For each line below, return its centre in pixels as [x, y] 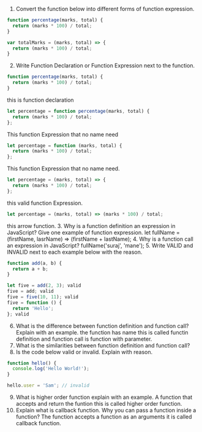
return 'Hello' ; [33, 308]
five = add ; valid [30, 291]
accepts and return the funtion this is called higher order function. [99, 404]
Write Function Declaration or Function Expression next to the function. [105, 66]
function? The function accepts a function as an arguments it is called [104, 417]
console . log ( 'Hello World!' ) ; [51, 369]
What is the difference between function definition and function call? [102, 326]
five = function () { [35, 303]
